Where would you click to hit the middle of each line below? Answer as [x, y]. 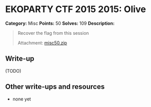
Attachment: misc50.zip [42, 43]
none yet [22, 99]
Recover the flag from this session [53, 33]
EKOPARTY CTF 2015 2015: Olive [76, 9]
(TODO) [13, 71]
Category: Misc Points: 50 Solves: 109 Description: [60, 23]
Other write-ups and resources [55, 87]
